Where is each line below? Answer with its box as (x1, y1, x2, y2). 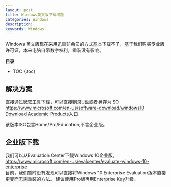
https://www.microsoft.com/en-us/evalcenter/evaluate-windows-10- (5, 158, 150, 164)
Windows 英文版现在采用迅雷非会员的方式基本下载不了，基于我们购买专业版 (5, 41, 165, 47)
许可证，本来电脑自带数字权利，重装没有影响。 (5, 47, 104, 54)
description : (5, 21, 33, 27)
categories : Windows (5, 17, 50, 22)
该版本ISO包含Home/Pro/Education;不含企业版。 (5, 121, 108, 127)
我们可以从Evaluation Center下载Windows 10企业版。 (5, 152, 117, 158)
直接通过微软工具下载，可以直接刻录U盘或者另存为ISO (5, 99, 119, 105)
